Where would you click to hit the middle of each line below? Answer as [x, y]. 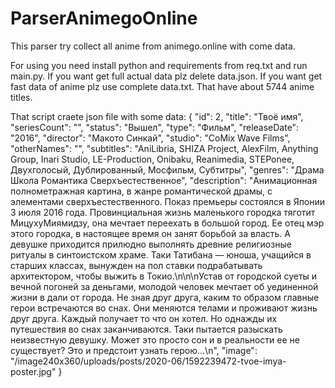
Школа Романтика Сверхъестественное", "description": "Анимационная [164, 180]
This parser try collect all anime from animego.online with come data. [153, 46]
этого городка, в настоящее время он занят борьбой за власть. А [150, 233]
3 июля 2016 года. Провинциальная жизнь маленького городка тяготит [163, 212]
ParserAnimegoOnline [104, 18]
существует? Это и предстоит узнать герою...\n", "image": [134, 350]
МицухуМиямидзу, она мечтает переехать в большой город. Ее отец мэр [167, 223]
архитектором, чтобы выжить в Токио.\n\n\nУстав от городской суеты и [164, 276]
